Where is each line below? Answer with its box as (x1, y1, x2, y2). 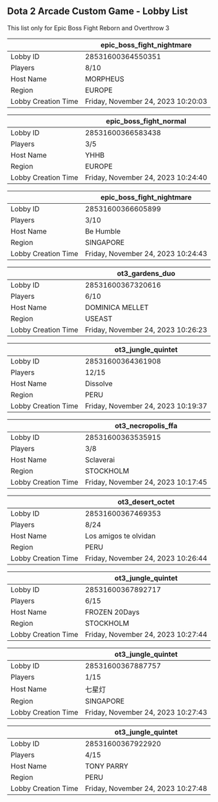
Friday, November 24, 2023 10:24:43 (85, 249, 208, 258)
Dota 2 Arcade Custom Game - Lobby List (7, 6, 188, 17)
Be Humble (85, 226, 121, 236)
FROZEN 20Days (85, 607, 140, 617)
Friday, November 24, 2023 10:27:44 (85, 629, 208, 639)
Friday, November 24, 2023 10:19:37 (85, 401, 208, 410)
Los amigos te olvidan (85, 531, 156, 540)
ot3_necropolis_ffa (114, 421, 177, 430)
